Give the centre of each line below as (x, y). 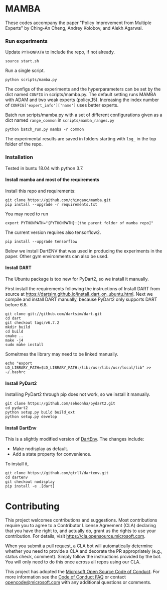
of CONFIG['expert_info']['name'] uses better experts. (62, 105)
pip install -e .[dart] (30, 486)
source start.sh (22, 61)
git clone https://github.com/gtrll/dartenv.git (57, 473)
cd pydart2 (17, 408)
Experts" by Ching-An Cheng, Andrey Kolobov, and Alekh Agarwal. (74, 28)
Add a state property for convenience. (52, 454)
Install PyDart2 (21, 383)
